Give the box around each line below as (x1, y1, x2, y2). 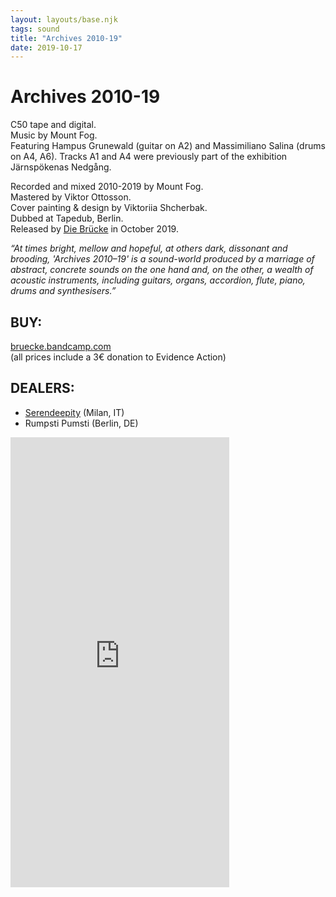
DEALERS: (10, 380, 75, 397)
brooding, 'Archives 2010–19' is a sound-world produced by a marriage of (10, 253, 315, 265)
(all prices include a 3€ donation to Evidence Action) (10, 351, 227, 363)
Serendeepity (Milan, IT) (24, 406, 125, 418)
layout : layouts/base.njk (10, 14, 118, 25)
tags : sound (10, 24, 60, 34)
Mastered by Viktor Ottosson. (10, 191, 132, 203)
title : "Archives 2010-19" (10, 33, 123, 43)
